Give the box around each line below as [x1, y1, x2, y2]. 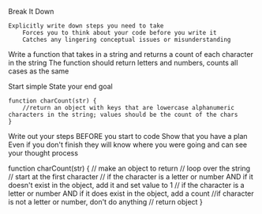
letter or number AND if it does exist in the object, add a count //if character [8, 189, 254, 198]
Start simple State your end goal [8, 82, 113, 91]
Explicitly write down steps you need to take [8, 22, 164, 30]
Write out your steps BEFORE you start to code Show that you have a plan [8, 132, 248, 141]
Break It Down [8, 7, 54, 16]
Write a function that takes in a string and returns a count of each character [8, 50, 254, 58]
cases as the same [8, 66, 69, 76]
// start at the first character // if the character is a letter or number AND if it [8, 172, 254, 181]
